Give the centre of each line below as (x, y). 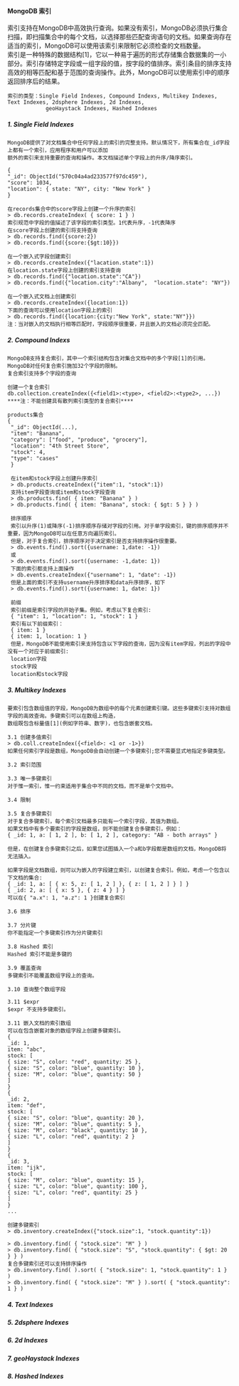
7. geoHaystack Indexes (43, 1358)
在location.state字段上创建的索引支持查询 (64, 270)
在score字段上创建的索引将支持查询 (53, 231)
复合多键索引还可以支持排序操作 (47, 1264)
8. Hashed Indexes (36, 1376)
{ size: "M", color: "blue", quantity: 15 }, (76, 1180)
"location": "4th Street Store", (60, 446)
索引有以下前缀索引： (37, 624)
